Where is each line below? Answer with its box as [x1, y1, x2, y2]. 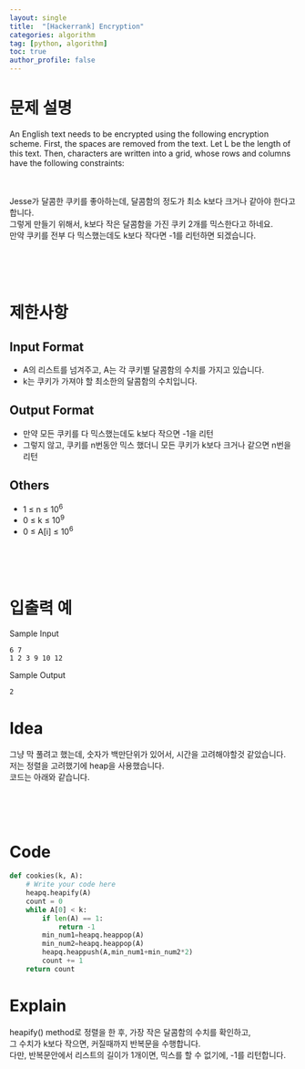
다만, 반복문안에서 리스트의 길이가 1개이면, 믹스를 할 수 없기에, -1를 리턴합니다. [9, 1049, 287, 1060]
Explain [9, 995, 66, 1016]
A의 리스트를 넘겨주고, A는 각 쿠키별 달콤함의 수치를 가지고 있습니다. [22, 364, 265, 375]
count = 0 [25, 897, 64, 906]
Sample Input [9, 628, 59, 639]
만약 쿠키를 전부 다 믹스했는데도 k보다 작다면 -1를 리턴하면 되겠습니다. [9, 230, 257, 241]
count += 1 [42, 956, 84, 966]
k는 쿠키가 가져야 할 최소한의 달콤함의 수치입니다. [22, 375, 198, 386]
